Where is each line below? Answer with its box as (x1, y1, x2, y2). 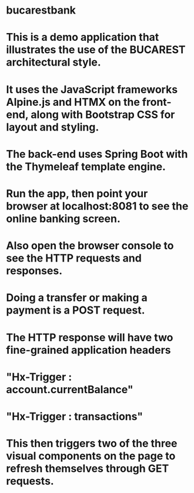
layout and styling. (6, 120, 99, 133)
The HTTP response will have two (6, 331, 173, 344)
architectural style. (6, 55, 101, 69)
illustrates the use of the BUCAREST (6, 43, 186, 57)
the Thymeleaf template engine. (6, 160, 166, 173)
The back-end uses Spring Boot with (6, 147, 188, 161)
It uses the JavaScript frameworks (6, 83, 178, 96)
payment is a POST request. (6, 303, 145, 317)
